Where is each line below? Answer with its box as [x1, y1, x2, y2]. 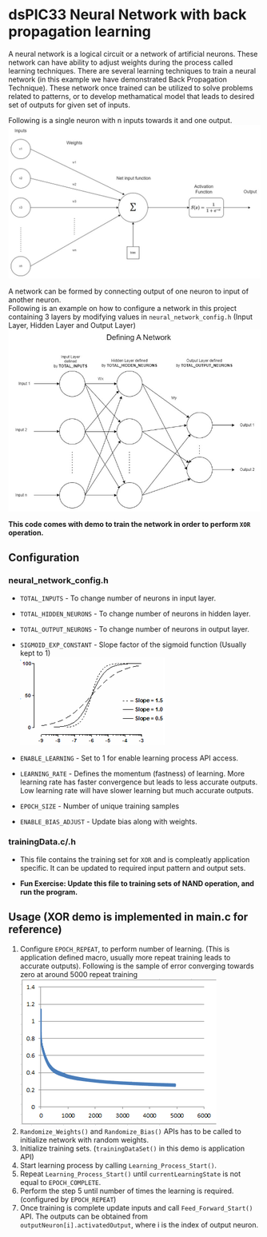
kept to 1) [19, 648, 50, 657]
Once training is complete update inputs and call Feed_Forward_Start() [19, 1203, 253, 1212]
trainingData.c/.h [8, 836, 76, 848]
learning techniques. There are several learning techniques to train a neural [8, 66, 257, 75]
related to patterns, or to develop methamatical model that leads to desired [8, 91, 255, 101]
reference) [8, 923, 62, 936]
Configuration [8, 551, 80, 565]
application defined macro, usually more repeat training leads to [19, 952, 231, 962]
